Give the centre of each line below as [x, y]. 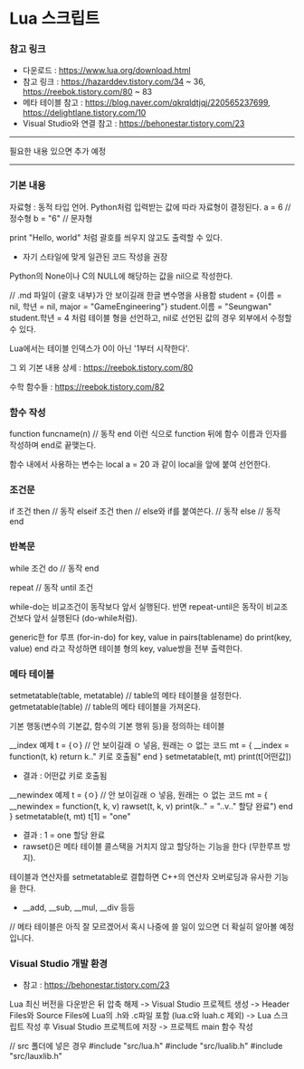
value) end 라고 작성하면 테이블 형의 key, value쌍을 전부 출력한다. [126, 648]
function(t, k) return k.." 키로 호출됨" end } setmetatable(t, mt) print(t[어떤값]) [151, 756]
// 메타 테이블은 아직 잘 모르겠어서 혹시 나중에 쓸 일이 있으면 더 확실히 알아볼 [143, 926]
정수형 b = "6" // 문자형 [51, 218]
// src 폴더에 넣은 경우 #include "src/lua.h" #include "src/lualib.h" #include [146, 1046]
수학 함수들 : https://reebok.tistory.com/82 [87, 386]
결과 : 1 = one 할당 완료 [64, 835]
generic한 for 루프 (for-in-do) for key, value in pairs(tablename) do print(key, [151, 637]
